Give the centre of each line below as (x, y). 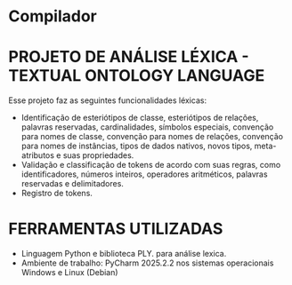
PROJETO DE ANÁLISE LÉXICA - (129, 57)
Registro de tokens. (57, 194)
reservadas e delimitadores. (72, 184)
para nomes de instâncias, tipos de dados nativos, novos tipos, (137, 146)
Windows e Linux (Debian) (69, 273)
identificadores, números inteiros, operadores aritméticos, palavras (144, 174)
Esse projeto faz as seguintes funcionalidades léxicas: (107, 100)
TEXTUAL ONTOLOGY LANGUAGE (137, 76)
